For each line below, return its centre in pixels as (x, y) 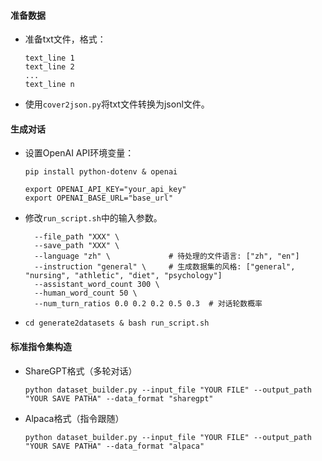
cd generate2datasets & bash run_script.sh (117, 323)
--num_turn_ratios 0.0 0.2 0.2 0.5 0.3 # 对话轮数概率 (148, 304)
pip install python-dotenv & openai (101, 172)
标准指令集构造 (41, 346)
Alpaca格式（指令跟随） (74, 418)
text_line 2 (49, 67)
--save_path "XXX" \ (77, 246)
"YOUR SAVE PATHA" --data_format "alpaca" (114, 446)
